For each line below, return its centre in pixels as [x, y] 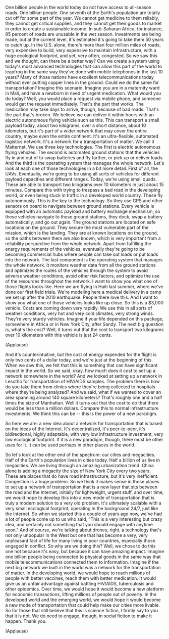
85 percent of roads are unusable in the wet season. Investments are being [83, 34]
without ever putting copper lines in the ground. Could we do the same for [82, 82]
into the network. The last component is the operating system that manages [84, 260]
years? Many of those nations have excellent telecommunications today [79, 77]
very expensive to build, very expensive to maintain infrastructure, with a [81, 50]
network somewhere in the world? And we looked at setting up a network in [84, 376]
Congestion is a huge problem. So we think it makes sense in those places [82, 482]
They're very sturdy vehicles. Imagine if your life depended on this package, [84, 319]
